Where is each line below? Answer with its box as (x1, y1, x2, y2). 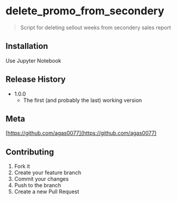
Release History (5, 75, 66, 85)
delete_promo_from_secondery (5, 4, 164, 18)
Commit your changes (14, 175, 69, 183)
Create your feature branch (14, 169, 82, 177)
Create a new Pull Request (14, 188, 80, 195)
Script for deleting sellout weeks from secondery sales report (20, 24, 171, 31)
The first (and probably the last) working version (23, 97, 142, 104)
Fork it (14, 163, 30, 170)
